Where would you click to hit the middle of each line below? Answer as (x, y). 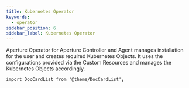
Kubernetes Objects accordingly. (46, 69)
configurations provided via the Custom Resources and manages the (89, 63)
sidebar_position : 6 (31, 28)
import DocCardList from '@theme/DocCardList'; (65, 80)
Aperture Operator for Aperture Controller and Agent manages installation (95, 50)
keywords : (18, 17)
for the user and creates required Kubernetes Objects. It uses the (85, 56)
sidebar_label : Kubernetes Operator (51, 33)
